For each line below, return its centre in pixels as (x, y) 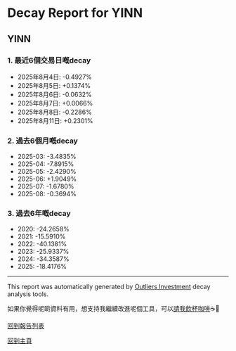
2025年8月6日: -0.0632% (55, 94)
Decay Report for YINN (75, 13)
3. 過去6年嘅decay (39, 214)
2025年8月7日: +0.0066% (55, 103)
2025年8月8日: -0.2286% (55, 112)
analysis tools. (28, 294)
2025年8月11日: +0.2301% (55, 120)
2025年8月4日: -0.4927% (55, 77)
